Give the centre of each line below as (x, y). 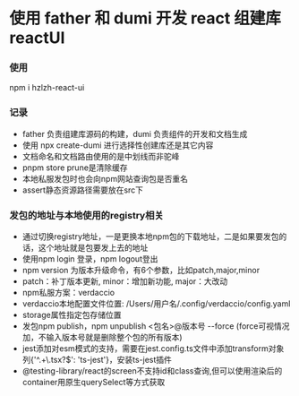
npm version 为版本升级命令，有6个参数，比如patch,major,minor (141, 271)
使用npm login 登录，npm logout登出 (90, 259)
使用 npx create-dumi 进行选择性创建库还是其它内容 (118, 145)
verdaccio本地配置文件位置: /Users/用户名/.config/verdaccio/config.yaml (156, 304)
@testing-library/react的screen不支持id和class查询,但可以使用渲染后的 (152, 371)
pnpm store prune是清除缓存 (75, 168)
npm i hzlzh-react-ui (47, 88)
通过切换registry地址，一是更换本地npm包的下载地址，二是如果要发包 (150, 237)
